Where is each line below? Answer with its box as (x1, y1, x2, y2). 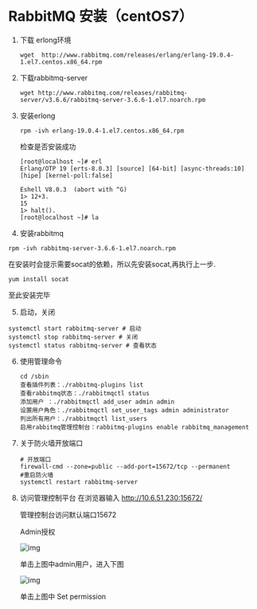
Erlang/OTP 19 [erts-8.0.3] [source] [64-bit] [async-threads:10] (19, 164, 245, 172)
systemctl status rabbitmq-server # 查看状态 (8, 341, 158, 349)
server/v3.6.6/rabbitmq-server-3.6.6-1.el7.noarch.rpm (19, 96, 206, 104)
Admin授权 (19, 527, 56, 536)
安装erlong (19, 111, 56, 120)
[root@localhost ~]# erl (19, 157, 103, 166)
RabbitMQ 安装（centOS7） (8, 7, 193, 26)
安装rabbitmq (19, 228, 64, 238)
